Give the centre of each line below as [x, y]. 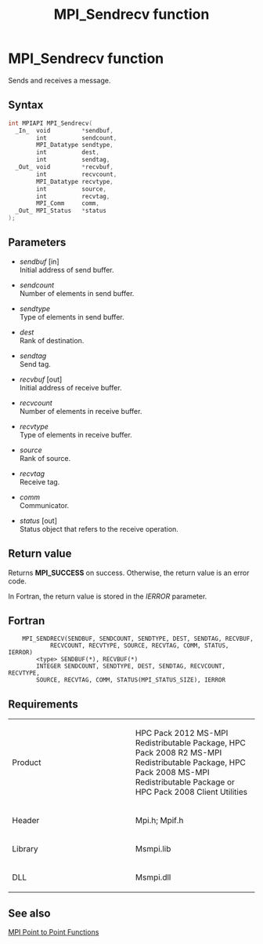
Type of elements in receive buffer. [76, 434]
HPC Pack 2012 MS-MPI [182, 734]
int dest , [68, 152]
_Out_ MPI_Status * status [61, 211]
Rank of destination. [52, 340]
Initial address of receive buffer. [71, 387]
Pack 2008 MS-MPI [173, 773]
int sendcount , [77, 138]
